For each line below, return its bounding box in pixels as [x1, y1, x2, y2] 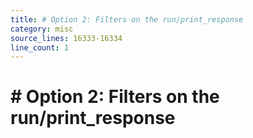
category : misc [10, 24, 74, 34]
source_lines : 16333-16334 [10, 33, 123, 43]
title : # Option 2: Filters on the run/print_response [10, 14, 244, 25]
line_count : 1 [10, 42, 70, 53]
